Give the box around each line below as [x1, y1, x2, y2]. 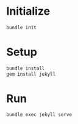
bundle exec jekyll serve [6, 112, 72, 118]
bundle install [6, 65, 45, 71]
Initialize [6, 4, 51, 18]
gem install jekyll [6, 71, 56, 77]
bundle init [6, 24, 37, 31]
